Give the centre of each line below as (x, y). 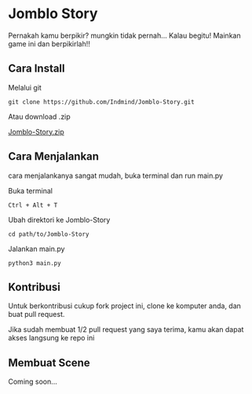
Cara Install (37, 69)
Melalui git (25, 87)
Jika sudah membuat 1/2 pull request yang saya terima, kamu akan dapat (126, 330)
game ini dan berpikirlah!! (49, 43)
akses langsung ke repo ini (51, 338)
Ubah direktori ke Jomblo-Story (59, 219)
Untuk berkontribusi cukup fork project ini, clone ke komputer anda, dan (125, 306)
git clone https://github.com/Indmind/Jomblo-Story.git (101, 102)
